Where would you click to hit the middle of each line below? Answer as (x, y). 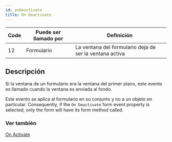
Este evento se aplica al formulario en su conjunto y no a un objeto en (79, 99)
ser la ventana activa (100, 53)
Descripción (25, 71)
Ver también (21, 123)
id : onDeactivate (24, 10)
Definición (120, 35)
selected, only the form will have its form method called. (64, 110)
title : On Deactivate (28, 15)
